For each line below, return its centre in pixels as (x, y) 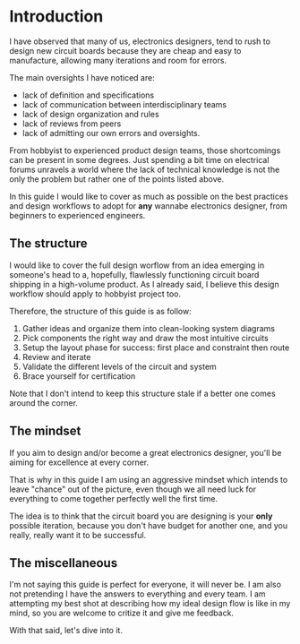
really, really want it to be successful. (78, 535)
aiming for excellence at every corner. (79, 462)
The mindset (45, 431)
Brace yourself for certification (79, 376)
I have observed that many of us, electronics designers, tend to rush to (140, 41)
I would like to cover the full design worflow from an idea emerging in (137, 265)
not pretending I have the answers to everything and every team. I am (137, 594)
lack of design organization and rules (90, 114)
